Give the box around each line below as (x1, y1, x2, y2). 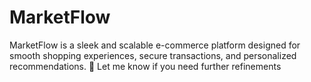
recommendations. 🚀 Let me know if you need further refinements (9, 60, 282, 72)
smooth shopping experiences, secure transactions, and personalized (9, 49, 297, 61)
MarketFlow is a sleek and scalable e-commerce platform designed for (9, 39, 301, 51)
